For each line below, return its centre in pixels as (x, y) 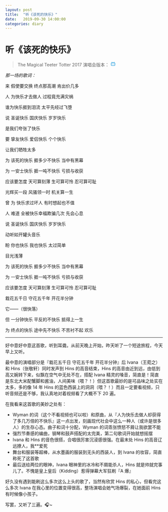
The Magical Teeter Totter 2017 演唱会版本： (63, 65)
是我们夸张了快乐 (23, 128)
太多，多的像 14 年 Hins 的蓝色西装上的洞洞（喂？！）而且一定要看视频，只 (82, 387)
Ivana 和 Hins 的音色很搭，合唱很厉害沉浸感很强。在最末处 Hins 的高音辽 (87, 440)
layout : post (19, 10)
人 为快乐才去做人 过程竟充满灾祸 (39, 97)
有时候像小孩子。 (23, 494)
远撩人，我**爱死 (30, 446)
